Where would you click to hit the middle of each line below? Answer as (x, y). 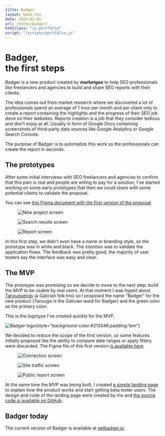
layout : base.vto (23, 14)
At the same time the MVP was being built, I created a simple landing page (82, 385)
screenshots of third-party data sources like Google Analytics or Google (79, 129)
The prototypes (30, 165)
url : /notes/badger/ (27, 24)
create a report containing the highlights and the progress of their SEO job (81, 113)
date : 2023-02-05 (23, 19)
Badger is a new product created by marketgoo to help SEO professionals (81, 82)
